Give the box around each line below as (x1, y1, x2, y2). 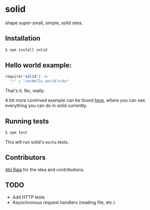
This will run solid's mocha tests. (5, 139, 69, 145)
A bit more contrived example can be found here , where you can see (5, 98, 145, 104)
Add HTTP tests (12, 194, 45, 200)
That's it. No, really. (5, 88, 45, 94)
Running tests (5, 117, 50, 125)
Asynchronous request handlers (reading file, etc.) (12, 199, 115, 205)
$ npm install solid (5, 47, 48, 52)
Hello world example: (5, 61, 72, 70)
